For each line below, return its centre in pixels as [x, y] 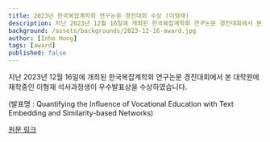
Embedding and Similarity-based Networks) [81, 113]
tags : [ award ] [32, 46]
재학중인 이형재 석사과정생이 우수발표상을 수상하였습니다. [98, 87]
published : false [37, 53]
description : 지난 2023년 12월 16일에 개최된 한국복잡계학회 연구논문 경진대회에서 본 [135, 23]
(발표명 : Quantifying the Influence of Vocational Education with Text [121, 104]
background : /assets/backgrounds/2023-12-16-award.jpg [102, 30]
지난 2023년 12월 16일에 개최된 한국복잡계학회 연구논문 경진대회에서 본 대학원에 [134, 77]
